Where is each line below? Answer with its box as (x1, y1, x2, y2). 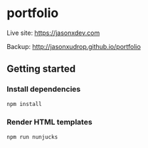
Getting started (6, 63, 76, 75)
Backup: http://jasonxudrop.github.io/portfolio (6, 42, 142, 51)
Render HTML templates (6, 117, 93, 127)
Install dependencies (6, 84, 81, 94)
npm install (6, 100, 42, 107)
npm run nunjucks (6, 133, 58, 140)
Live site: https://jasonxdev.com (6, 28, 100, 37)
